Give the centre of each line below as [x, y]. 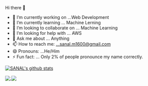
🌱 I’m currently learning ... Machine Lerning [56, 23]
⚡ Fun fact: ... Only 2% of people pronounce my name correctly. [77, 57]
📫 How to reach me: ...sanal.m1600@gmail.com [61, 44]
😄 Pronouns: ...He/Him [36, 51]
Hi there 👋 [15, 8]
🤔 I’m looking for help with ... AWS [47, 33]
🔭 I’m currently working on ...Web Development [61, 17]
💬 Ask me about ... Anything [41, 38]
